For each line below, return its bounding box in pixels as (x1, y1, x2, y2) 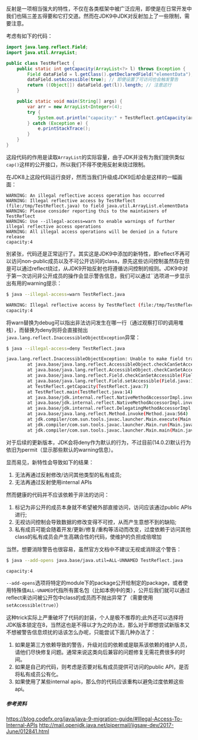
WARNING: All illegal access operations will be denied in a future (6, 229, 178, 235)
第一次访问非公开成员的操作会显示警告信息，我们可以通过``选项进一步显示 (11, 272, 190, 279)
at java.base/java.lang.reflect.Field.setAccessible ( (27, 378, 162, 384)
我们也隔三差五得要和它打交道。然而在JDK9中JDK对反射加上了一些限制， (6, 12, 184, 19)
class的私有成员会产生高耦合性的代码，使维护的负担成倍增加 (14, 533, 162, 540)
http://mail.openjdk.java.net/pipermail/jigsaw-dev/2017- (39, 722, 174, 729)
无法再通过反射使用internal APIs (14, 478, 93, 485)
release (6, 233, 25, 240)
